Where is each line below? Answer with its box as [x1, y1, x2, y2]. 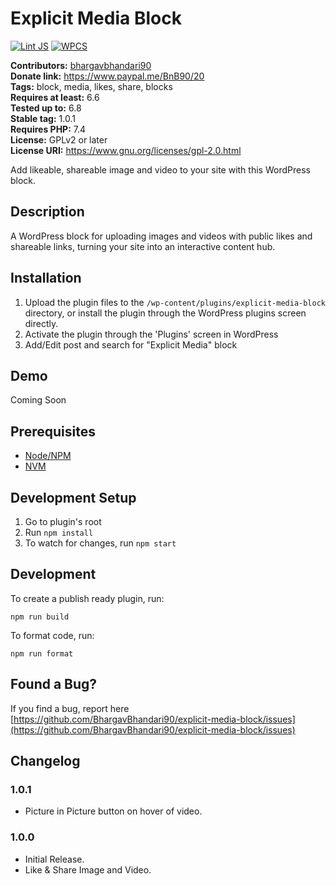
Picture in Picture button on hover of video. [24, 805, 203, 817]
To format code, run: [10, 629, 95, 641]
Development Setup [10, 489, 137, 506]
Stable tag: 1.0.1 [10, 112, 76, 124]
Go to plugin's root [24, 516, 102, 527]
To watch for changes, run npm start [24, 537, 177, 549]
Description [10, 203, 85, 221]
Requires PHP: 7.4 [10, 123, 87, 135]
